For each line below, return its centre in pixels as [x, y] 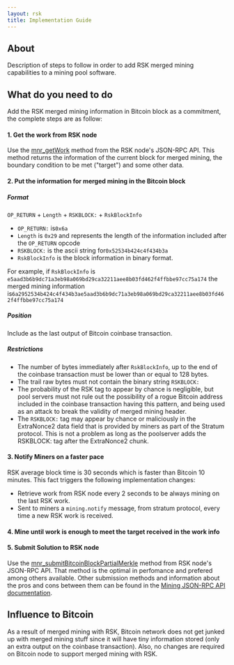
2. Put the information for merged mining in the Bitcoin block [96, 181]
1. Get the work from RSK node [52, 135]
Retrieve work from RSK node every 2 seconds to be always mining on [118, 493]
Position [19, 315]
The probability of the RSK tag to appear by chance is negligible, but [115, 389]
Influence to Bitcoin [50, 615]
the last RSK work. [44, 501]
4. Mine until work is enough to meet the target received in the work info [114, 532]
